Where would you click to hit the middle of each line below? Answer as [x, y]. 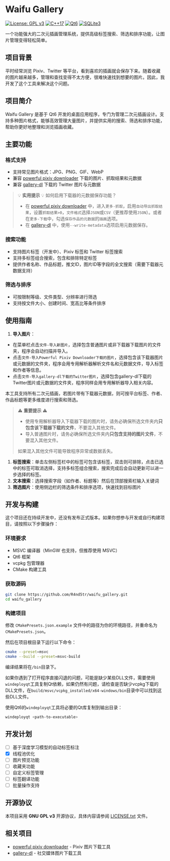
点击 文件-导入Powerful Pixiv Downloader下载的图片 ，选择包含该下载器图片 [88, 357]
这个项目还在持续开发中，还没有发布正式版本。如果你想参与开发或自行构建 [83, 518]
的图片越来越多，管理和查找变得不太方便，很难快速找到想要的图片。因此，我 [85, 77]
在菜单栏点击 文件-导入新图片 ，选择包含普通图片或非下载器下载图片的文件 [87, 344]
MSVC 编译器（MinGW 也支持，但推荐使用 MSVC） [66, 550]
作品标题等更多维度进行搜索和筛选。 [43, 400]
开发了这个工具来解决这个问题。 [38, 83]
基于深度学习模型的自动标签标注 [46, 747]
